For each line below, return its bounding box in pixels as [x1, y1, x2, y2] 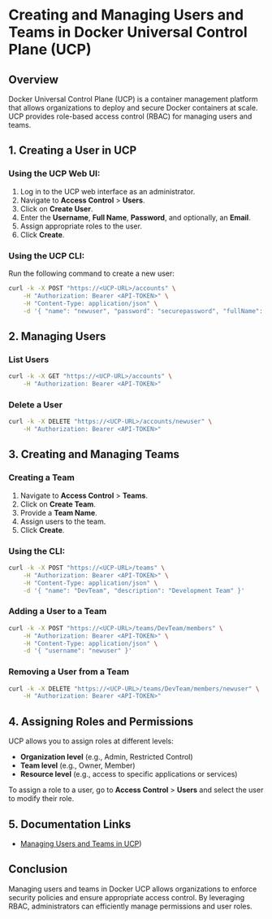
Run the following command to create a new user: [8, 268, 175, 278]
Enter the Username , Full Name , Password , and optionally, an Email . [19, 212, 252, 222]
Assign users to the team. [19, 516, 106, 526]
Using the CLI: [8, 545, 66, 556]
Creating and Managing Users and [8, 6, 244, 24]
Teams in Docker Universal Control [8, 23, 248, 41]
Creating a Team [8, 472, 75, 483]
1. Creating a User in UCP [8, 144, 137, 158]
